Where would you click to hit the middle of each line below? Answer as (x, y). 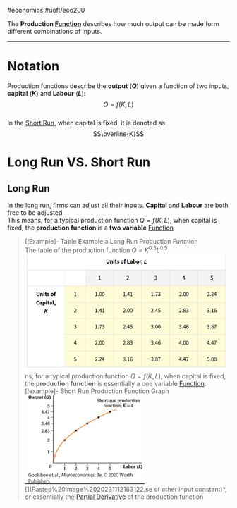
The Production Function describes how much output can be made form (114, 24)
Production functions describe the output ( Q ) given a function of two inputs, (118, 86)
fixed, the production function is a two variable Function (91, 228)
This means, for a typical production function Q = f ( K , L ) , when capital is (112, 220)
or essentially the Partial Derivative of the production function (114, 497)
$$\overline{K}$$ (119, 134)
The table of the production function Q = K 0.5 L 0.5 (96, 249)
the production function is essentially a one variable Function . (115, 384)
